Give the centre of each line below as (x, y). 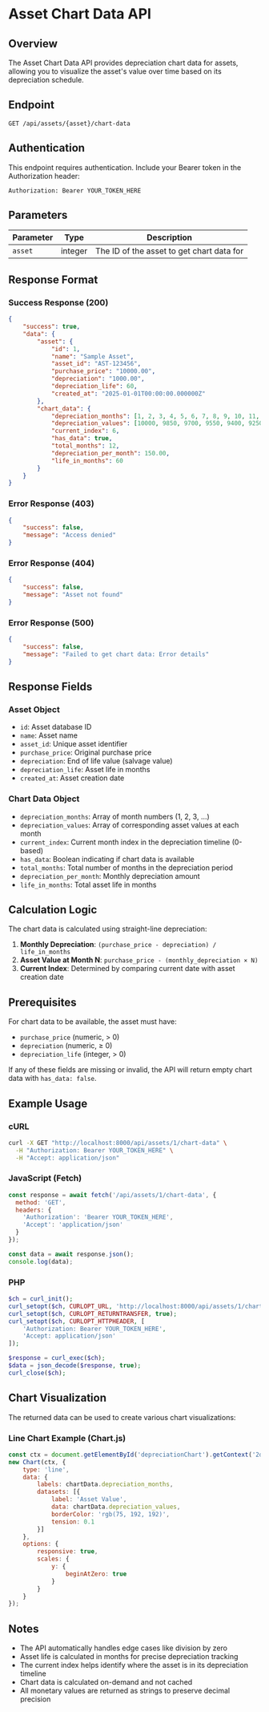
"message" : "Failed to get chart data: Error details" (116, 654)
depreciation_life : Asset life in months (85, 770)
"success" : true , (52, 326)
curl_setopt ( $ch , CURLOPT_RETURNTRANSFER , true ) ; (93, 1313)
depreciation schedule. (46, 80)
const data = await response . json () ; (71, 1254)
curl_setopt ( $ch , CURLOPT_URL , (60, 1306)
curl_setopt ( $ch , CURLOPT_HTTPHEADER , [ (77, 1321)
